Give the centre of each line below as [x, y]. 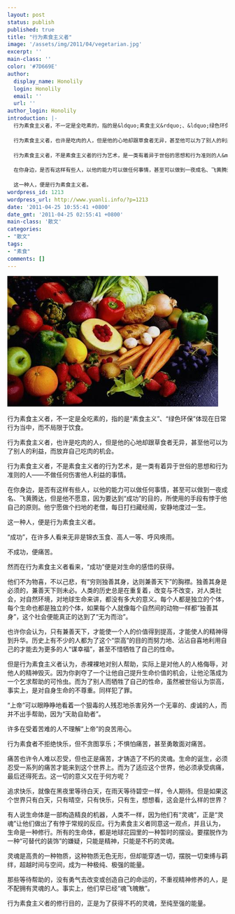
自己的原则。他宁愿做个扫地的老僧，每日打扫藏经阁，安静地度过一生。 [108, 507]
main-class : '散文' [35, 222]
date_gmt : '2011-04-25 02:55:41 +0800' [65, 214]
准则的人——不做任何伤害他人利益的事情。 [69, 475]
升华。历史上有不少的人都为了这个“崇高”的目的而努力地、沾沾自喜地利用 [117, 640]
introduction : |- [33, 118]
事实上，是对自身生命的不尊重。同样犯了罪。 [72, 690]
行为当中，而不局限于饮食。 [47, 427]
